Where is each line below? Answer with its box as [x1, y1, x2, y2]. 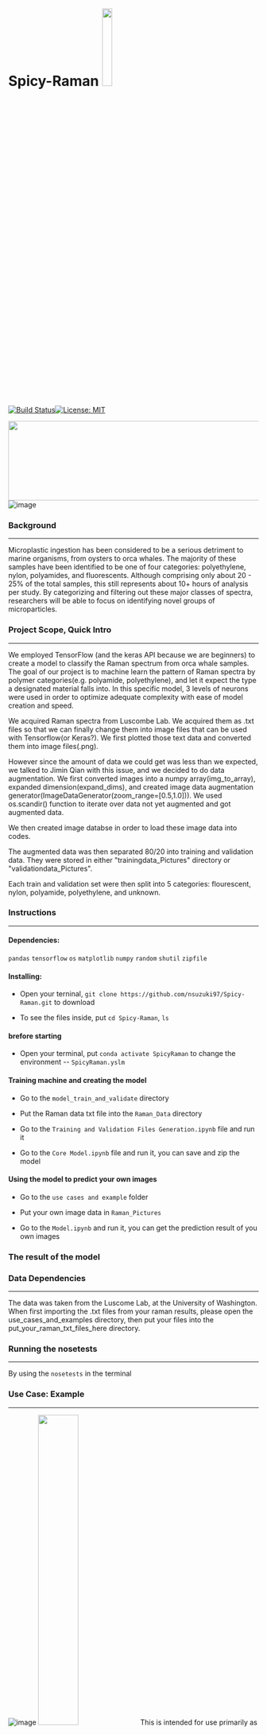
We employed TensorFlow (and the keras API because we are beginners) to [8, 650, 256, 659]
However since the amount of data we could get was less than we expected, [8, 756, 258, 767]
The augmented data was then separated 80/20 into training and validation [8, 847, 254, 856]
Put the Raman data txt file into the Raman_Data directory [19, 1108, 203, 1118]
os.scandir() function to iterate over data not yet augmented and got [8, 799, 231, 809]
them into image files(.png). [8, 741, 99, 751]
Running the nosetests [8, 1343, 98, 1354]
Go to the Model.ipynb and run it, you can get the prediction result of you [19, 1223, 258, 1232]
